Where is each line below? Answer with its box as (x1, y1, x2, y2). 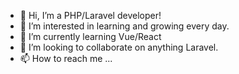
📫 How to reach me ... (19, 53, 113, 64)
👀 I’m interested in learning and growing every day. (19, 20, 230, 32)
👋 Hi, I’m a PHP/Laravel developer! (19, 10, 162, 21)
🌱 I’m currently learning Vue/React (19, 31, 162, 42)
